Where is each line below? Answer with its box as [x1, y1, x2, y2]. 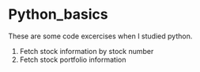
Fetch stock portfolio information [19, 55, 126, 64]
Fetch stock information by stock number [19, 46, 154, 56]
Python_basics [8, 5, 108, 23]
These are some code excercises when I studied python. [8, 31, 193, 41]
